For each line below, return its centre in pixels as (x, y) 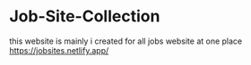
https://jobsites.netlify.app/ (59, 50)
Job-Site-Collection (85, 16)
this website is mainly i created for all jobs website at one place (126, 41)
